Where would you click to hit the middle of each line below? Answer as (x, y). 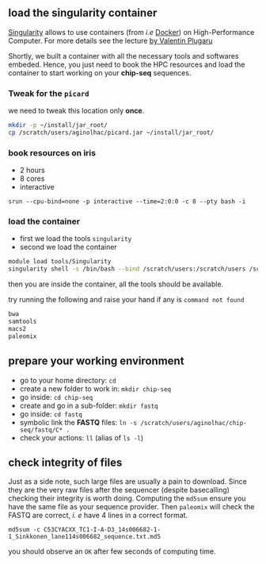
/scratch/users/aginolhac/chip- (194, 423)
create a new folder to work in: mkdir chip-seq (95, 389)
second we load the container (68, 247)
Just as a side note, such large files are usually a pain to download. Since (127, 482)
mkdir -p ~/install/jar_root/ (58, 125)
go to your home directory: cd (68, 380)
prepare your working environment (96, 361)
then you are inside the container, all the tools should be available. (116, 284)
